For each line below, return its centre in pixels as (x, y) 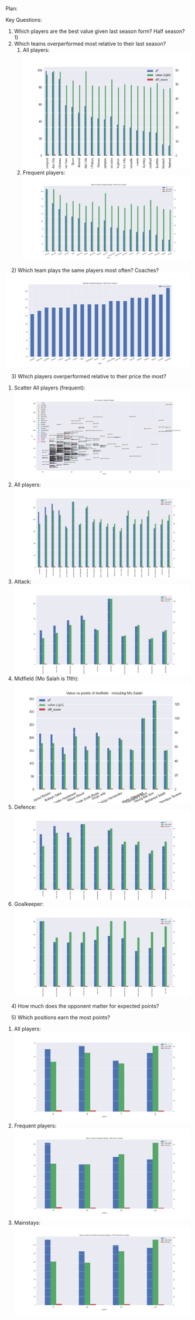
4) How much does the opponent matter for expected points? (85, 1006)
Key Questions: (24, 20)
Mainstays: (27, 1222)
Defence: (25, 807)
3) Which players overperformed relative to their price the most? (88, 377)
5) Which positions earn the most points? (61, 1017)
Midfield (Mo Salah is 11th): (46, 679)
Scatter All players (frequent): (50, 388)
